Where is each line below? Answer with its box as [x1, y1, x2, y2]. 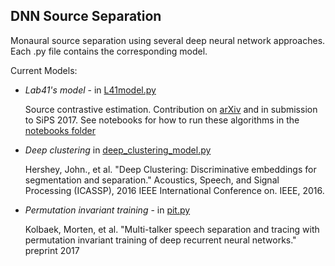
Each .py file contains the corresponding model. [10, 45, 208, 57]
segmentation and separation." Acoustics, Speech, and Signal [24, 174, 280, 186]
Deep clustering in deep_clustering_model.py [24, 144, 212, 156]
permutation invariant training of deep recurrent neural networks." [24, 234, 297, 246]
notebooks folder [24, 124, 97, 136]
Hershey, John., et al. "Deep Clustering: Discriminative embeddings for [24, 163, 317, 175]
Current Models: [10, 64, 78, 76]
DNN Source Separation [10, 8, 162, 25]
